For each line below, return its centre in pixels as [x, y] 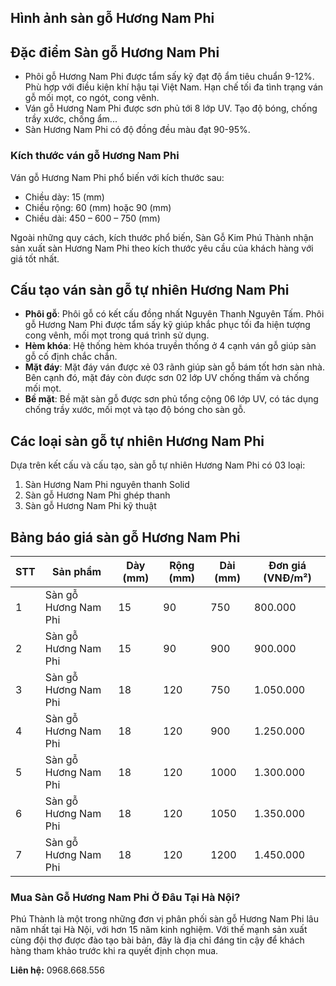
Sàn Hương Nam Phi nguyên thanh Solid [107, 485]
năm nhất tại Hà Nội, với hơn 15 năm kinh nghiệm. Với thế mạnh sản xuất [159, 930]
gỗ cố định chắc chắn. [71, 357]
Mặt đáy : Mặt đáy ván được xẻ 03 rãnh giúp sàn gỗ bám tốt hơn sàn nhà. [174, 367]
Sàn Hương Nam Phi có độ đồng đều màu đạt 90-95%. [137, 130]
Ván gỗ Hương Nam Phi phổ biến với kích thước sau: [117, 177]
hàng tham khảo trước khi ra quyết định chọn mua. [114, 951]
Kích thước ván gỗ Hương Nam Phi [95, 156]
